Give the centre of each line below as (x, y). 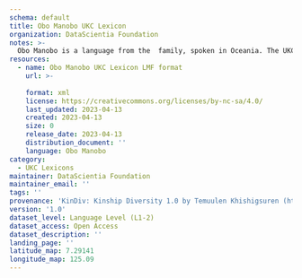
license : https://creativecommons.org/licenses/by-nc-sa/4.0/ (144, 101)
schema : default (40, 17)
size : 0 (40, 126)
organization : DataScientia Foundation (84, 34)
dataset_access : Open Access (64, 226)
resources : (30, 59)
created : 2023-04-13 (64, 117)
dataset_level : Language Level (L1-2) (82, 217)
